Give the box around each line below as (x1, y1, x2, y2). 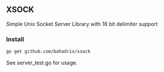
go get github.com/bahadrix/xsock (6, 48, 91, 55)
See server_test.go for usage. (6, 59, 78, 66)
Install (6, 35, 25, 43)
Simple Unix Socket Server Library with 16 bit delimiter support (6, 20, 158, 27)
